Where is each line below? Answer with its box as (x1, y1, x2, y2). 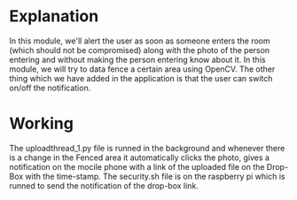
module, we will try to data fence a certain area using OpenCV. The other (9, 64, 276, 74)
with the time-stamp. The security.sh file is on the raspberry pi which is (25, 171, 285, 181)
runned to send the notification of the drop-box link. (9, 180, 199, 191)
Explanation (9, 6, 99, 27)
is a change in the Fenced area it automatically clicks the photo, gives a (9, 152, 270, 163)
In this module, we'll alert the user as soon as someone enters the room (9, 35, 270, 46)
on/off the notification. (9, 82, 91, 93)
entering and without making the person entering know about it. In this (9, 54, 266, 65)
